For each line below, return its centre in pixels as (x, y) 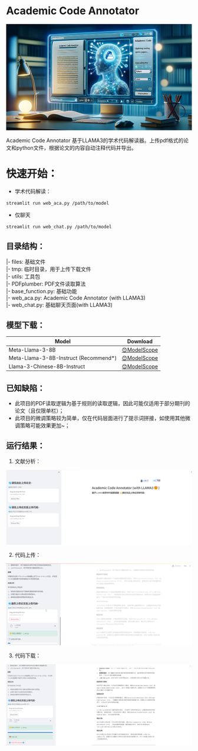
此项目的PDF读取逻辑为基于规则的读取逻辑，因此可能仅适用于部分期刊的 (102, 403)
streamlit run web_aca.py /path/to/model (58, 203)
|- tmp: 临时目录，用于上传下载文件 (49, 269)
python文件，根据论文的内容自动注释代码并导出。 (76, 147)
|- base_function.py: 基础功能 (42, 291)
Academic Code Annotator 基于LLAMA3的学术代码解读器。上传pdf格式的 (95, 140)
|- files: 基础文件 (26, 261)
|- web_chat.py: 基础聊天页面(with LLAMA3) (60, 304)
